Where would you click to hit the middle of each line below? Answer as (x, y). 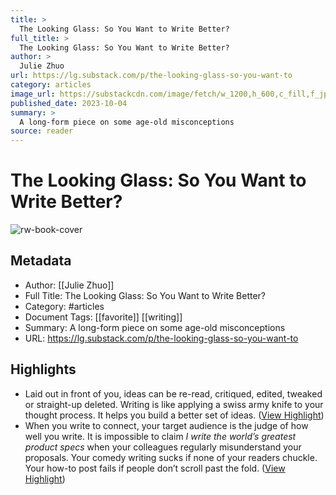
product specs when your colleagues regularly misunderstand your (163, 447)
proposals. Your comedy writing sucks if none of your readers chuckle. (171, 457)
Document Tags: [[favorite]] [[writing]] (103, 317)
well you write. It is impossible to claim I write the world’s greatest (160, 436)
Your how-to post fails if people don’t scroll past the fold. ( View (155, 468)
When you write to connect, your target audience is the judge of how (166, 425)
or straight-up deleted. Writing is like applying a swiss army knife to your (174, 404)
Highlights (43, 369)
